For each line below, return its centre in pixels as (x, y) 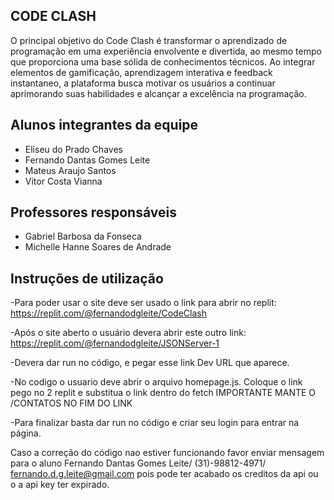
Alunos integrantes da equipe (104, 125)
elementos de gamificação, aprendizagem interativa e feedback (141, 72)
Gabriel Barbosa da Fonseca (83, 236)
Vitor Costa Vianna (63, 181)
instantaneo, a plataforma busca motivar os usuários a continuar (143, 83)
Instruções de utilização (87, 278)
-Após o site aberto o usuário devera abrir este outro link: (128, 333)
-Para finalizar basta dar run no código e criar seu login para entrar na (155, 423)
